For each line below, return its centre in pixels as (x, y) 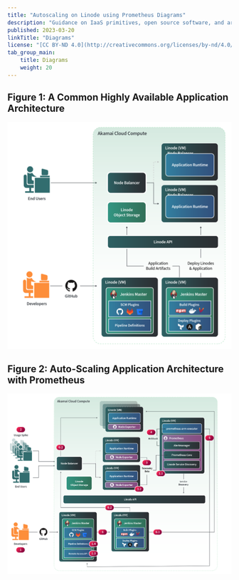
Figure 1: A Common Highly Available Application (118, 97)
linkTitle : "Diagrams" (41, 38)
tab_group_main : (31, 53)
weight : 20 (36, 68)
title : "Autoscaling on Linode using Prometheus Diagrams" (97, 15)
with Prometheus (46, 380)
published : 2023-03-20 (41, 30)
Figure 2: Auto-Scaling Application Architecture (116, 369)
